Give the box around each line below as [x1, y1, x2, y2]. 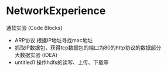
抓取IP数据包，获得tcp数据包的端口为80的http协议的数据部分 [14, 44, 162, 51]
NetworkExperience [6, 4, 106, 18]
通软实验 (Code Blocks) [6, 24, 63, 31]
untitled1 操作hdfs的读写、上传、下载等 [14, 59, 109, 66]
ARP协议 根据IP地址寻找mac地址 [14, 36, 93, 43]
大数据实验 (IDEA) [14, 51, 57, 58]
